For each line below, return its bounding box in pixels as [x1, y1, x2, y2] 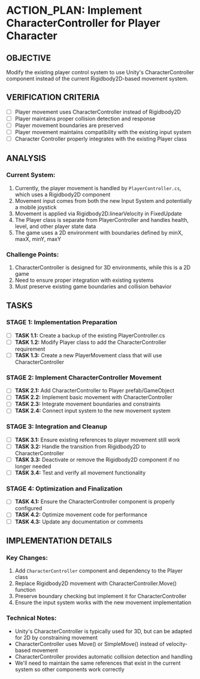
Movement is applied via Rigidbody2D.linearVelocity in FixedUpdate [14, 210, 183, 217]
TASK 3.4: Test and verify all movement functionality [14, 469, 146, 476]
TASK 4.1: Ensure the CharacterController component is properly [14, 498, 175, 506]
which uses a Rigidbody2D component [14, 191, 111, 198]
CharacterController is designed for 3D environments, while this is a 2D [14, 264, 191, 271]
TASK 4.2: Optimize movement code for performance [14, 511, 148, 518]
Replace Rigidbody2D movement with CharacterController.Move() [14, 580, 177, 587]
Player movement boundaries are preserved [14, 121, 124, 129]
